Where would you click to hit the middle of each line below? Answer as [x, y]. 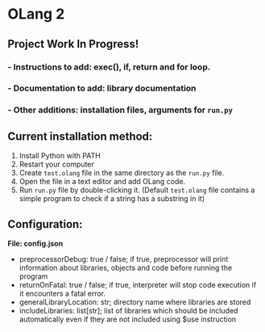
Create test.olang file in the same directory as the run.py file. [122, 173]
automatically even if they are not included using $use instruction [128, 319]
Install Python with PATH [60, 156]
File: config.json [35, 243]
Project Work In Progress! [73, 44]
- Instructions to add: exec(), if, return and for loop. [109, 67]
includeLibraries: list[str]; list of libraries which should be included [128, 310]
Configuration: [45, 224]
